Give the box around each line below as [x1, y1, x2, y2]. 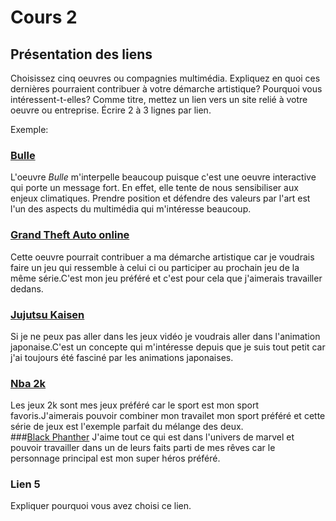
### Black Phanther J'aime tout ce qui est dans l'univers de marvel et [10, 431, 295, 443]
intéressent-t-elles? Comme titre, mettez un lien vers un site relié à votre [10, 94, 308, 105]
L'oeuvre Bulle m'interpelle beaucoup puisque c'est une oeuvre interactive [10, 171, 317, 183]
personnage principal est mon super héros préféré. [10, 452, 221, 465]
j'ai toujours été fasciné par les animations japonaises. [10, 351, 234, 363]
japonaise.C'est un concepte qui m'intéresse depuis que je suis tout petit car [10, 341, 326, 353]
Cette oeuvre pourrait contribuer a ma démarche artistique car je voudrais [10, 251, 315, 263]
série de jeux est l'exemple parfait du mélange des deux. [10, 421, 244, 433]
